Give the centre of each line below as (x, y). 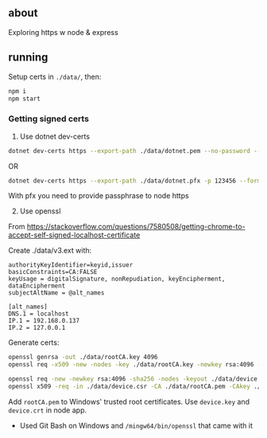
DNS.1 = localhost (39, 314)
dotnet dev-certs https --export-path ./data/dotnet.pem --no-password (129, 151)
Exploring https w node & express (64, 32)
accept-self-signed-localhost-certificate (74, 235)
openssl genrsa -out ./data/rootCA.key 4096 (83, 358)
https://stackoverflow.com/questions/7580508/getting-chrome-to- (136, 227)
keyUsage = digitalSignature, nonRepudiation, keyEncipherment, (117, 279)
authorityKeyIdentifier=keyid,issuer (71, 265)
